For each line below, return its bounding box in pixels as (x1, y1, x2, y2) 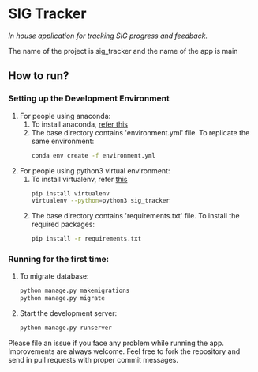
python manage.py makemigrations (19, 287, 130, 295)
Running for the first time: (8, 254, 110, 265)
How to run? (8, 69, 69, 83)
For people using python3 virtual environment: (19, 165, 170, 175)
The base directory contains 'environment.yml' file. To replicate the (31, 127, 250, 137)
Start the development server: (19, 309, 118, 318)
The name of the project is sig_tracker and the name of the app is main (8, 46, 238, 55)
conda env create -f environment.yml (31, 151, 156, 159)
